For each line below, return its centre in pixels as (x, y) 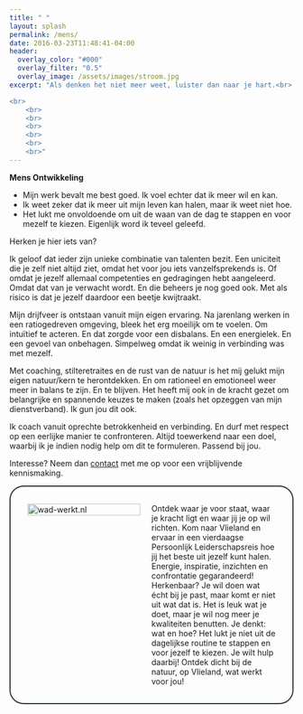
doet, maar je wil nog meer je (206, 614)
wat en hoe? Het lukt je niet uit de (214, 633)
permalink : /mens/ (44, 34)
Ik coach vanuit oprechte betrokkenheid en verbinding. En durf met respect (149, 427)
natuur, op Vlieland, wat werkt (207, 672)
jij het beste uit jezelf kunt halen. (212, 556)
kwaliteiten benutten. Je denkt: (209, 624)
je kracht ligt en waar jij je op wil (211, 518)
